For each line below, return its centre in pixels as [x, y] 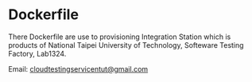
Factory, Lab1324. [37, 53]
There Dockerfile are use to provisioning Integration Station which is [120, 37]
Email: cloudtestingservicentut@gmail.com [78, 68]
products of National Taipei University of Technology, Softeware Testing [126, 45]
